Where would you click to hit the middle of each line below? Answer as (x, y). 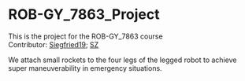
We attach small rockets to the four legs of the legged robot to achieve (122, 60)
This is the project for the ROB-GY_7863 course (85, 36)
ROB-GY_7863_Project (84, 15)
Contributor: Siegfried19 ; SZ (54, 44)
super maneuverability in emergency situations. (85, 68)
